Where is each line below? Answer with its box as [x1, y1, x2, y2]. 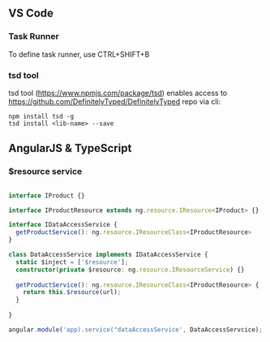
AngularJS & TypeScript [8, 141, 132, 155]
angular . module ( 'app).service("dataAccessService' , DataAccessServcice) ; [8, 325, 264, 334]
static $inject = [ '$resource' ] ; [15, 258, 129, 266]
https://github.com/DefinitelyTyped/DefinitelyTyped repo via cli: [8, 97, 221, 106]
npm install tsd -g [8, 112, 75, 120]
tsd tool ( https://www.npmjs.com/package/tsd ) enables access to [8, 88, 228, 97]
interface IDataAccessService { [8, 221, 118, 229]
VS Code [8, 6, 54, 20]
